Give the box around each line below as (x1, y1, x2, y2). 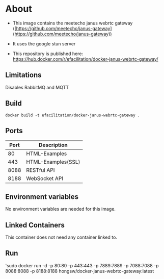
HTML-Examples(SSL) (26, 159, 80, 166)
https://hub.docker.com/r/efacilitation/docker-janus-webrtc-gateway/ (12, 56, 158, 62)
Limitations (5, 71, 42, 80)
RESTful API (26, 167, 55, 174)
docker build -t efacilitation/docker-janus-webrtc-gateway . (5, 113, 140, 118)
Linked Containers (5, 220, 65, 230)
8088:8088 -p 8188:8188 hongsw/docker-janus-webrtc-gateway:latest (5, 268, 154, 274)
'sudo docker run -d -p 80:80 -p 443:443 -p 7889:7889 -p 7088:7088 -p (5, 262, 159, 268)
